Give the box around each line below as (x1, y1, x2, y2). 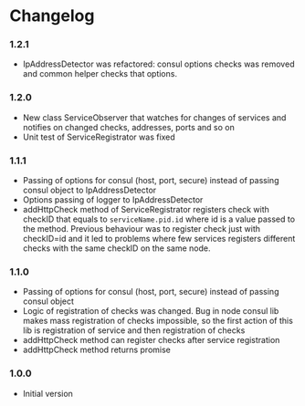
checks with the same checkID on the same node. (22, 243, 211, 254)
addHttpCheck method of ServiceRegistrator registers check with (22, 204, 269, 215)
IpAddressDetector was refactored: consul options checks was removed (22, 58, 295, 69)
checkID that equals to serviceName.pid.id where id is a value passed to (22, 213, 295, 224)
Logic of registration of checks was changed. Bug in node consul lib (22, 306, 279, 317)
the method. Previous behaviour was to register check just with (22, 224, 261, 234)
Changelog (9, 5, 95, 26)
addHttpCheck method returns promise (22, 344, 171, 356)
